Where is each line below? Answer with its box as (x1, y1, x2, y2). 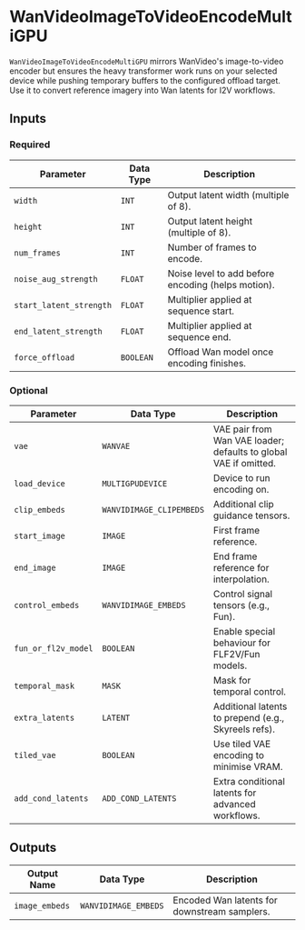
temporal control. (212, 685, 287, 697)
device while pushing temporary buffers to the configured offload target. (9, 75, 281, 85)
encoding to (212, 748, 265, 761)
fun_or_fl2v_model (14, 643, 93, 654)
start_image (14, 530, 66, 541)
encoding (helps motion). (167, 278, 275, 291)
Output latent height (167, 215, 252, 227)
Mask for (212, 674, 251, 686)
